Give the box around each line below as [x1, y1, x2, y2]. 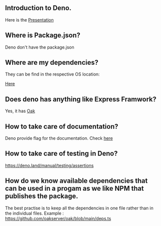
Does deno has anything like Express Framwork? [5, 95, 157, 103]
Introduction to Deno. [5, 4, 72, 12]
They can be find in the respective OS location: [5, 71, 100, 77]
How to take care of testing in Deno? [5, 150, 118, 158]
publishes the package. [5, 192, 78, 201]
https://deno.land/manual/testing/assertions [5, 162, 94, 168]
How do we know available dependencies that [5, 176, 148, 185]
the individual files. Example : [5, 210, 64, 216]
